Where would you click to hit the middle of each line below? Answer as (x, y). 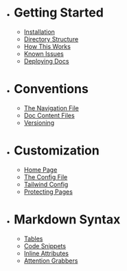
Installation (39, 32)
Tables (33, 239)
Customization (56, 151)
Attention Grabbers (51, 261)
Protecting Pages (48, 192)
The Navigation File (51, 108)
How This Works (47, 46)
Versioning (39, 123)
